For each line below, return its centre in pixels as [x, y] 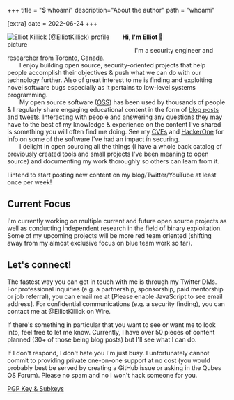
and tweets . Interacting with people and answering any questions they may [115, 117]
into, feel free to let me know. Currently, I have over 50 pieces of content [111, 332]
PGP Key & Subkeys [36, 388]
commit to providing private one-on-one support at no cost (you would [109, 360]
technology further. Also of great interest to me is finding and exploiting [110, 80]
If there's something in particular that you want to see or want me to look [111, 325]
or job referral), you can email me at [58, 296]
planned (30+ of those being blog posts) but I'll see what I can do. [102, 339]
